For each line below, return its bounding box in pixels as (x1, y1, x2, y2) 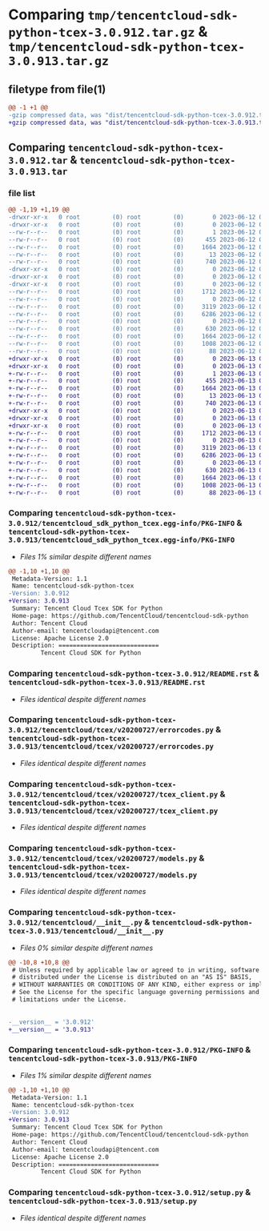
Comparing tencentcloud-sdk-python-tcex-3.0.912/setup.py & (8, 1187, 251, 1198)
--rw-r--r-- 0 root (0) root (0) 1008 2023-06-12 (8, 340, 256, 348)
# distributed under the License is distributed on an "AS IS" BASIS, (11, 973, 252, 981)
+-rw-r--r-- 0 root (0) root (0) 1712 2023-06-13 (8, 429, 256, 437)
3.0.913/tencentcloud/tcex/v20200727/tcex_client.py (8, 806, 219, 816)
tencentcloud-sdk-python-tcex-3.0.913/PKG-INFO (8, 1054, 198, 1064)
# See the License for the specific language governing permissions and (11, 988, 260, 996)
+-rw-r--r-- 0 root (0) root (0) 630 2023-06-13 (8, 466, 256, 474)
